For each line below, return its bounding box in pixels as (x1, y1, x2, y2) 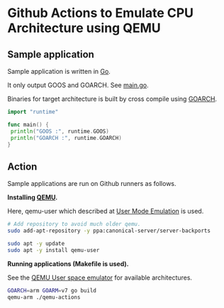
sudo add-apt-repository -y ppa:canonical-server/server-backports (7, 227, 211, 235)
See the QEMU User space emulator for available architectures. (7, 273, 193, 282)
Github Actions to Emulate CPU (7, 5, 194, 21)
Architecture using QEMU (7, 20, 161, 36)
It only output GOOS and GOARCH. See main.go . (7, 81, 149, 89)
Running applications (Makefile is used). (7, 259, 129, 268)
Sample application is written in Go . (7, 67, 111, 75)
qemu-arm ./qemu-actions (7, 293, 81, 301)
